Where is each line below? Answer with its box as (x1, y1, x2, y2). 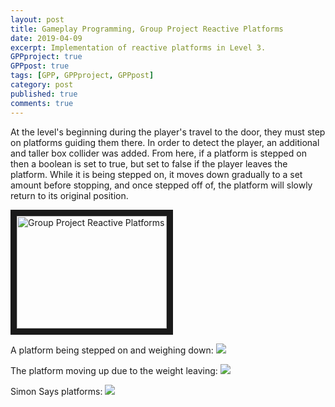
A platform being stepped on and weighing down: (10, 344, 214, 356)
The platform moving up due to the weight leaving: (10, 364, 218, 376)
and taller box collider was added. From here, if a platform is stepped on (10, 147, 307, 159)
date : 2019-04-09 (10, 33, 83, 43)
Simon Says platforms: (10, 385, 103, 397)
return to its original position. (10, 189, 129, 201)
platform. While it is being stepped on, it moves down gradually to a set (10, 168, 303, 180)
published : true (10, 89, 78, 99)
